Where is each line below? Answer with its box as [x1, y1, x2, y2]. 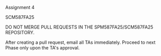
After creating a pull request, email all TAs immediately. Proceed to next [5, 39, 156, 45]
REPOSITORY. [5, 30, 35, 35]
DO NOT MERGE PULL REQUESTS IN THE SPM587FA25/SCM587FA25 [5, 24, 153, 30]
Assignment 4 [5, 5, 35, 10]
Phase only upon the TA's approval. [5, 45, 80, 50]
